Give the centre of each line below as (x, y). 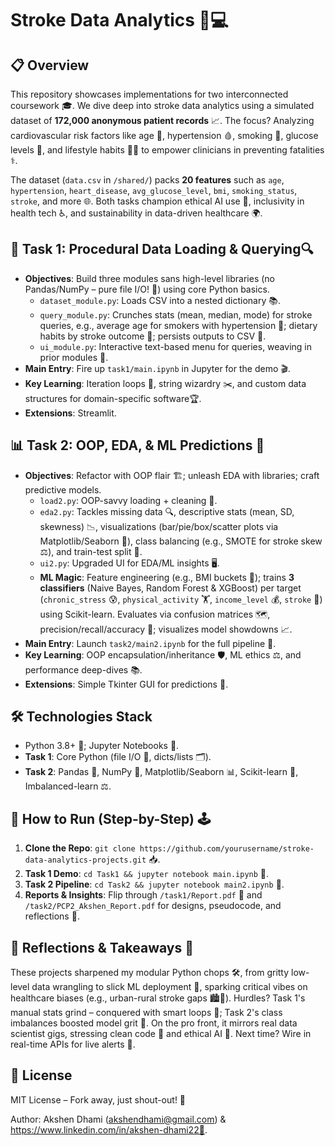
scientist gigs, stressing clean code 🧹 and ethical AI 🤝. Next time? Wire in (161, 1034)
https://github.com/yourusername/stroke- (227, 849)
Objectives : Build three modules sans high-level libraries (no (150, 278)
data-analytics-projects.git (85, 860)
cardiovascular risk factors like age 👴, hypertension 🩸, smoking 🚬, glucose (164, 135)
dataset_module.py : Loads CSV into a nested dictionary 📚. (160, 300)
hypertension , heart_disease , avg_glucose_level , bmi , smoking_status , (154, 190)
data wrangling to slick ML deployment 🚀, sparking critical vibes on (169, 987)
